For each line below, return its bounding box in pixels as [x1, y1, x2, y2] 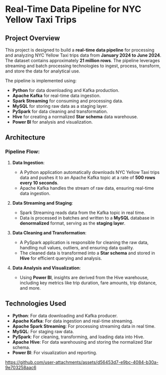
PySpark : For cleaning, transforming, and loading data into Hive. [12, 334, 145, 340]
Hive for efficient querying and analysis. [19, 255, 102, 261]
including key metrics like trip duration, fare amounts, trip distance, [19, 280, 157, 286]
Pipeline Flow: [5, 148, 40, 155]
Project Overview [5, 34, 60, 42]
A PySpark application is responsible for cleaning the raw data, [19, 239, 149, 245]
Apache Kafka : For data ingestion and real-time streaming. [12, 318, 134, 324]
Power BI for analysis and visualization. [12, 119, 93, 125]
